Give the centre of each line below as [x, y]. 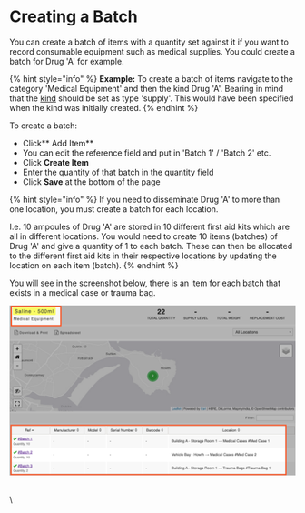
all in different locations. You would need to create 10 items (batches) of [144, 236]
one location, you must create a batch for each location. [114, 209]
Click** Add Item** [58, 143]
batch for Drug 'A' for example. [67, 61]
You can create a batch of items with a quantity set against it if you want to [149, 42]
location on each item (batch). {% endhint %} [94, 265]
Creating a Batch [74, 17]
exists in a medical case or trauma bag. [83, 292]
